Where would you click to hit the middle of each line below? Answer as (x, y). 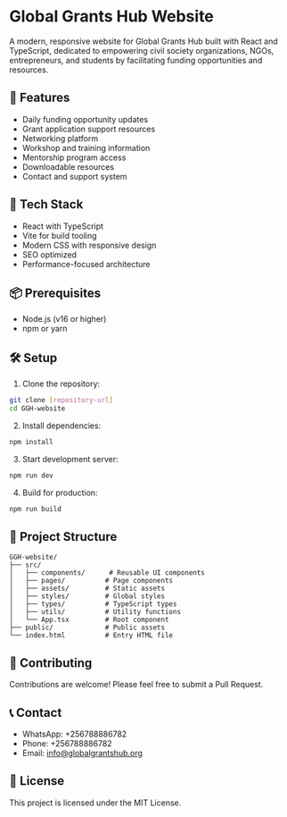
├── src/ (25, 565)
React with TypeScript (63, 226)
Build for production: (60, 493)
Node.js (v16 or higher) (64, 319)
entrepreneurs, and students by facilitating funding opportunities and (136, 60)
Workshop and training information (86, 147)
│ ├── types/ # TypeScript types (93, 604)
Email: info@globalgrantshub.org (82, 753)
